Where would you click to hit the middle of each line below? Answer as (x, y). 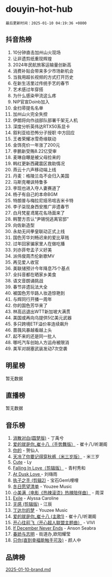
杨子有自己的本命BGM (35, 194)
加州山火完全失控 (30, 114)
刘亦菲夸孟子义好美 (32, 250)
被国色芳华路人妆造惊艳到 (39, 293)
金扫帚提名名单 (28, 108)
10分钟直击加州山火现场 (37, 52)
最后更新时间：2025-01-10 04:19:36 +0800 (46, 23)
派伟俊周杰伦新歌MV (34, 256)
